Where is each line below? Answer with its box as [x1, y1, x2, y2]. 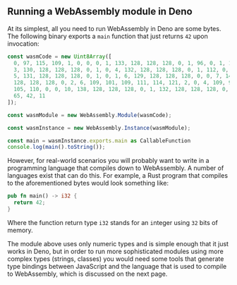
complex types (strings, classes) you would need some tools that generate [7, 254, 224, 263]
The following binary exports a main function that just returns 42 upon [7, 32, 208, 40]
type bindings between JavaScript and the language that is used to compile [7, 262, 227, 270]
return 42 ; [13, 199, 46, 207]
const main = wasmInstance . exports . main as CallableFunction [7, 137, 191, 144]
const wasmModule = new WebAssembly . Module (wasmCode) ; [7, 111, 172, 119]
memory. [7, 226, 33, 234]
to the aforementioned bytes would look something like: [7, 179, 169, 188]
